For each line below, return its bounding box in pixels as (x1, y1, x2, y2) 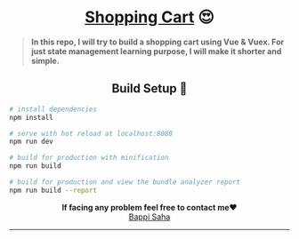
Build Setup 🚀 (111, 81, 188, 96)
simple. (30, 55, 60, 66)
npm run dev (9, 137, 53, 147)
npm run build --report (9, 186, 98, 195)
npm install (9, 113, 53, 122)
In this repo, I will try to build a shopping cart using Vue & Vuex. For (30, 36, 285, 47)
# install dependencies (9, 105, 98, 114)
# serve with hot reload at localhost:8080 (9, 129, 174, 138)
